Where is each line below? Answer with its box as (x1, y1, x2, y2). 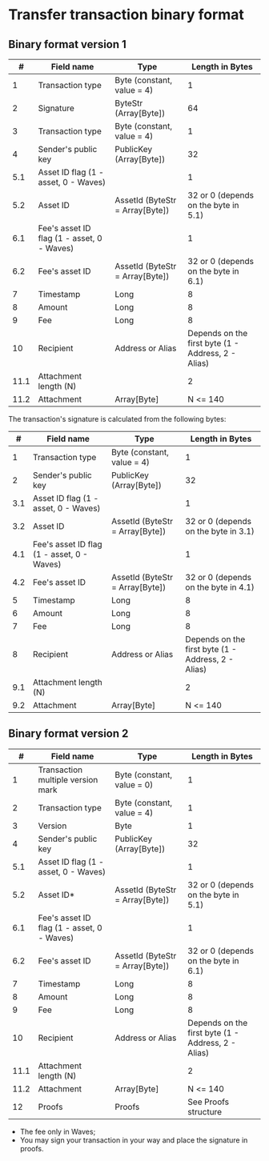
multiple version (38, 774, 98, 785)
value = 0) (114, 779, 154, 790)
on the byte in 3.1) (185, 526, 255, 537)
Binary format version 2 (8, 727, 129, 741)
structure (187, 1106, 223, 1117)
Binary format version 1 (8, 38, 126, 51)
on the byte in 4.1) (185, 582, 255, 593)
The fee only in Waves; (19, 1127, 96, 1136)
